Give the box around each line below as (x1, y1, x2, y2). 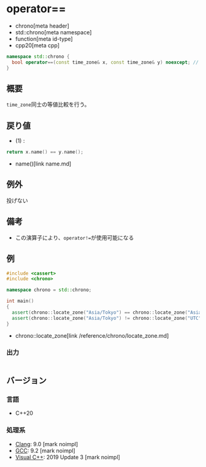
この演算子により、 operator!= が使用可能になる (15, 233, 134, 241)
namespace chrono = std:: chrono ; (6, 287, 92, 293)
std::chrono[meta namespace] (15, 28, 92, 36)
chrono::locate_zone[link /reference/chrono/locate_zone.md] (15, 332, 169, 339)
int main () (6, 298, 34, 305)
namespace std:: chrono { (6, 53, 70, 59)
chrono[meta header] (15, 22, 69, 29)
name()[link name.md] (15, 160, 72, 167)
